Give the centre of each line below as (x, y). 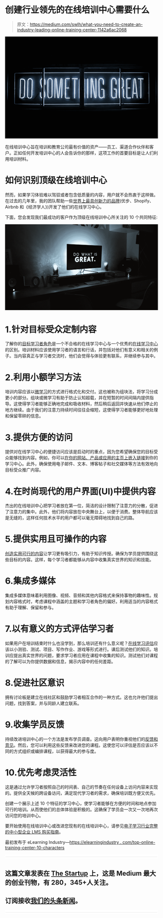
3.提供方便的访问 (39, 437)
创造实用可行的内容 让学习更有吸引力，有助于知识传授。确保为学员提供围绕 (79, 554)
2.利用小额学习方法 (43, 377)
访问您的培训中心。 (24, 815)
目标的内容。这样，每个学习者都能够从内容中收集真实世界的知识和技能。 (81, 560)
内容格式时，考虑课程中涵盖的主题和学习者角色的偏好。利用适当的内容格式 (83, 602)
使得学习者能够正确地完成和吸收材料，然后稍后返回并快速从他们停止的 (88, 404)
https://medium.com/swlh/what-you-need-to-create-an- (86, 24)
